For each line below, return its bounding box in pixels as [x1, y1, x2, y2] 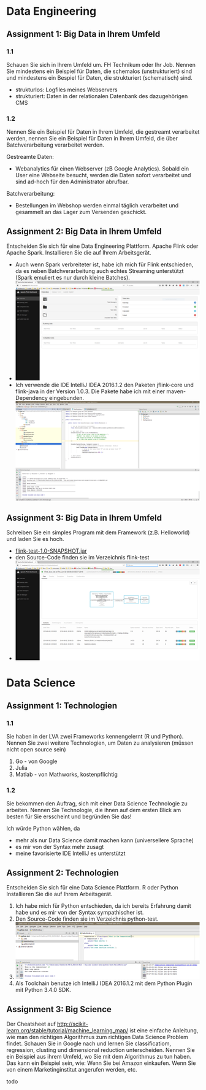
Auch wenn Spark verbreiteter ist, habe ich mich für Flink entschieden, [15, 261, 194, 268]
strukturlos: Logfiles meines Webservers [15, 86, 118, 93]
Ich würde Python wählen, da [6, 825, 80, 832]
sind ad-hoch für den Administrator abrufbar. [15, 178, 129, 185]
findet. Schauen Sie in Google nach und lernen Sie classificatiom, [6, 1040, 172, 1047]
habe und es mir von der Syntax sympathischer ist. [15, 909, 144, 916]
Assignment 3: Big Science [6, 1004, 112, 1015]
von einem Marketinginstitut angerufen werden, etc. [6, 1066, 137, 1073]
